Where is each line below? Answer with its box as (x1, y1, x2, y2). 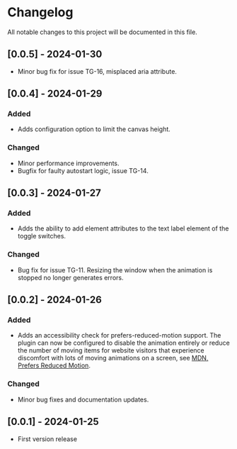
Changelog (7, 4, 74, 21)
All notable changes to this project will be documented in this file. (7, 28, 198, 36)
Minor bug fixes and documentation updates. (17, 395, 149, 404)
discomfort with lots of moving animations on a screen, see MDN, (17, 354, 209, 362)
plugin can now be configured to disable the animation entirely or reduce (17, 338, 230, 348)
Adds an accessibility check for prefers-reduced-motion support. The (17, 331, 221, 340)
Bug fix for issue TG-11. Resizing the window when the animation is (17, 265, 213, 274)
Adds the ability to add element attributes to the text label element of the (17, 224, 229, 233)
